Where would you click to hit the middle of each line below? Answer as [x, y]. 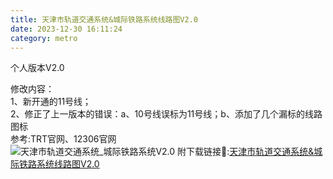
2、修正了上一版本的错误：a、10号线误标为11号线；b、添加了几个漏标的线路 [166, 114]
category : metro [44, 38]
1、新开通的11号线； [51, 102]
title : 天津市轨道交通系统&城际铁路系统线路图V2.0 [104, 19]
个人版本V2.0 [37, 68]
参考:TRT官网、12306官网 [63, 139]
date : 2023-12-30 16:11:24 [66, 29]
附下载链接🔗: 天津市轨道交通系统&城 [250, 152]
